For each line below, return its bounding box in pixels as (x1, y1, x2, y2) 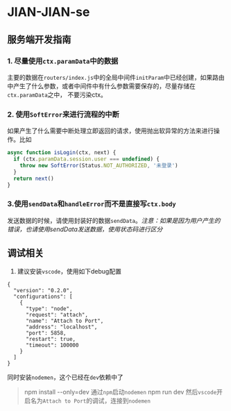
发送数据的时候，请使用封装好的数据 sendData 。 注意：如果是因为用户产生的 (7, 216, 221, 224)
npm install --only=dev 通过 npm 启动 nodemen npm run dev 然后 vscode (24, 387, 217, 396)
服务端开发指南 (7, 33, 71, 45)
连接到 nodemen (110, 396, 151, 405)
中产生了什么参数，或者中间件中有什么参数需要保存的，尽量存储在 (7, 81, 196, 90)
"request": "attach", (25, 311, 89, 318)
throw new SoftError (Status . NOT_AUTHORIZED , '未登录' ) (19, 162, 178, 169)
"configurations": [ (13, 293, 73, 300)
